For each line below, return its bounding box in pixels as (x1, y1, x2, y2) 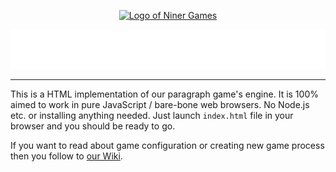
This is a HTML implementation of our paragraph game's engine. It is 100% (10, 88, 319, 100)
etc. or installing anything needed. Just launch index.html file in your (10, 110, 294, 121)
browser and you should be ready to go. (10, 120, 176, 132)
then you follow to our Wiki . (10, 150, 123, 162)
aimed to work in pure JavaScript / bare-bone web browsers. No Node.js (10, 99, 310, 110)
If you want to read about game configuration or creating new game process (10, 140, 325, 151)
